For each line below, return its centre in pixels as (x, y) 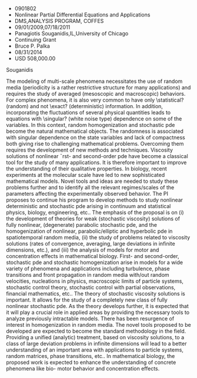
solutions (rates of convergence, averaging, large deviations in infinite (91, 244)
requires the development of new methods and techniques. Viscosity (90, 150)
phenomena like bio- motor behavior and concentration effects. (83, 369)
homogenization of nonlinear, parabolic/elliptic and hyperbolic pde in (89, 231)
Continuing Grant (35, 40)
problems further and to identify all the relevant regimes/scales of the (90, 187)
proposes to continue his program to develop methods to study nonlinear (95, 200)
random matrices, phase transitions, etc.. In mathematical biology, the (91, 356)
